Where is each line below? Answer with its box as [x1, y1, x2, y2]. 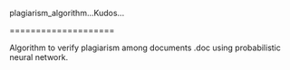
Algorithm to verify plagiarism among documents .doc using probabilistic [9, 42, 281, 53]
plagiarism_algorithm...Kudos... [9, 8, 125, 18]
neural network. [9, 52, 69, 62]
